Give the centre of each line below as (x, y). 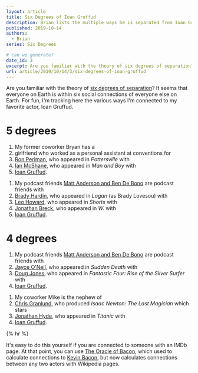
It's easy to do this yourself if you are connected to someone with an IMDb (97, 345)
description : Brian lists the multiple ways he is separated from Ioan (96, 22)
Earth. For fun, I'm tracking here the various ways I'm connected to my (92, 101)
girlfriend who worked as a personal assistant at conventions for (93, 153)
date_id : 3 (19, 60)
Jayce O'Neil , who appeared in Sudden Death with (76, 267)
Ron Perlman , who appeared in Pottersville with (72, 159)
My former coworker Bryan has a (55, 147)
